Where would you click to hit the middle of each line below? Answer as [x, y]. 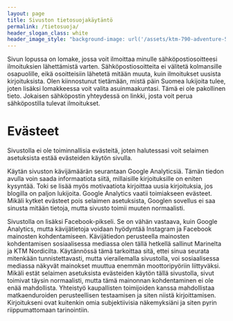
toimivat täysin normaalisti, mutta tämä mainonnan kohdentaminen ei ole [110, 281]
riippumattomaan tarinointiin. [48, 310]
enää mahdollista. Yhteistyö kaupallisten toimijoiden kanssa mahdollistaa [111, 288]
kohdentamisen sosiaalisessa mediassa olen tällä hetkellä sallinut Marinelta [114, 244]
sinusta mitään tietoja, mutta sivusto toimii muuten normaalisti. [96, 208]
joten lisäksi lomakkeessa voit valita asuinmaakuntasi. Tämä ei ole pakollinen [116, 89]
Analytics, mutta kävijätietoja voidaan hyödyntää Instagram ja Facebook [110, 229]
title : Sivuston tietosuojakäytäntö [60, 20]
